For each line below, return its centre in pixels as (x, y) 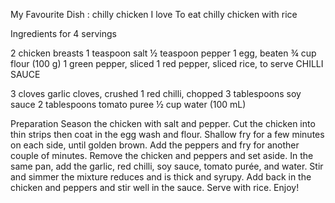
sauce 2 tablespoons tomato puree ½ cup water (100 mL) (128, 104)
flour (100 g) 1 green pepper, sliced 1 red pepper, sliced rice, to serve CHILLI (167, 63)
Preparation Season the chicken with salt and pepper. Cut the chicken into (163, 123)
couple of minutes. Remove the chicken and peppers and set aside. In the (162, 155)
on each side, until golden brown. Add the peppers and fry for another (155, 145)
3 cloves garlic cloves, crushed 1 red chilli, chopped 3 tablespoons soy (156, 93)
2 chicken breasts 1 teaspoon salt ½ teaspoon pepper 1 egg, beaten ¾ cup (163, 53)
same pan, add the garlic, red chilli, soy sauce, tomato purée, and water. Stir (167, 166)
